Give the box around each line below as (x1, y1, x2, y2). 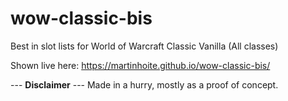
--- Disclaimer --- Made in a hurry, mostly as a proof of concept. (10, 78, 279, 91)
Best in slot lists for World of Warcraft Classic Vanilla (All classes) (10, 40, 279, 52)
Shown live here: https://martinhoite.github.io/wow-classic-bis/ (10, 59, 271, 71)
